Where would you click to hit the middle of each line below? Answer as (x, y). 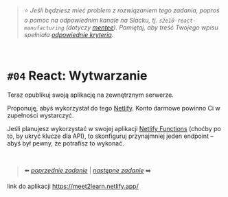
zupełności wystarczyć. (41, 115)
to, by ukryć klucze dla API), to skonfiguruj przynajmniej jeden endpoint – (111, 136)
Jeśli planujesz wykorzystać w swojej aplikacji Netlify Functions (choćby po (114, 128)
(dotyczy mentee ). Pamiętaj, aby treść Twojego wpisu (142, 27)
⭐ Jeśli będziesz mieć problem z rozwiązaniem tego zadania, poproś (122, 10)
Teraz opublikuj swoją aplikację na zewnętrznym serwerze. (90, 95)
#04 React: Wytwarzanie (77, 76)
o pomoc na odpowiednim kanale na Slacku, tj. (91, 20)
